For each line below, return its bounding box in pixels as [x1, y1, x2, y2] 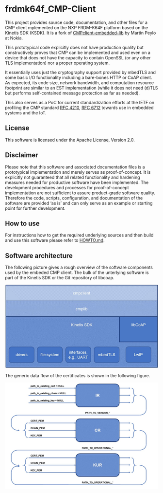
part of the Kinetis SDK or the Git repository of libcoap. [5, 275, 115, 281]
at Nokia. [5, 35, 23, 41]
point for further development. [5, 205, 65, 211]
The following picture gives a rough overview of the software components [5, 264, 153, 271]
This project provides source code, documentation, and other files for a [5, 19, 148, 25]
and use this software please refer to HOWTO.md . [5, 237, 105, 243]
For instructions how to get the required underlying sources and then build [5, 232, 154, 238]
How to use [5, 219, 40, 227]
